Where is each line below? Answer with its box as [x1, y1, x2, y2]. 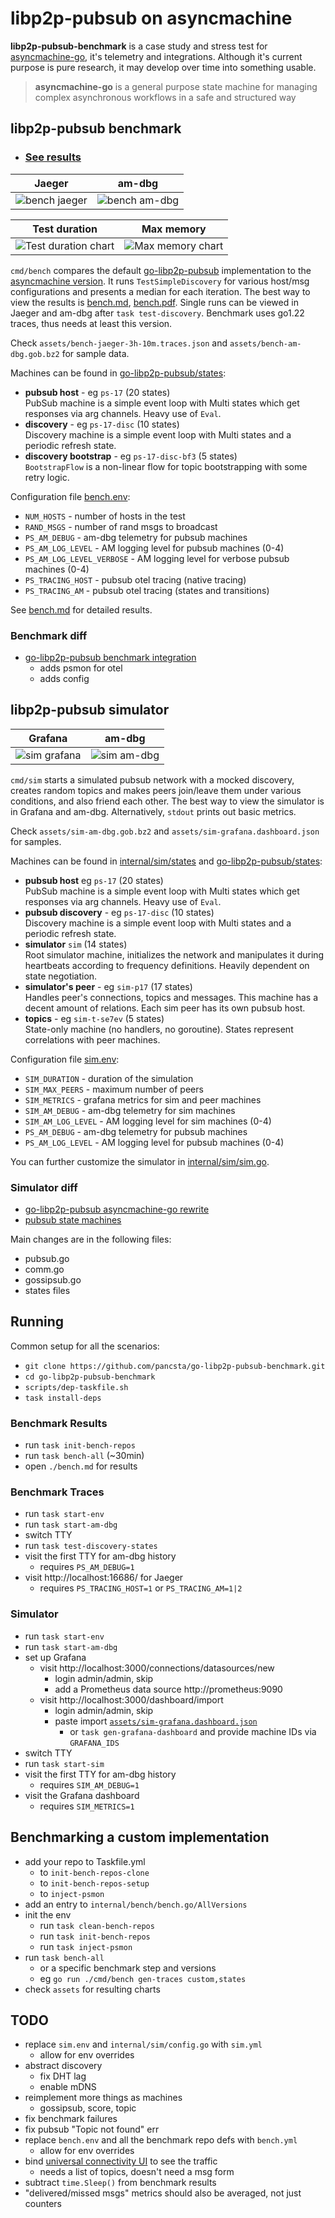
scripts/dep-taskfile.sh [24, 1382, 129, 1392]
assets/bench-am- [229, 338, 302, 349]
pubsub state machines [24, 1214, 122, 1226]
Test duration [32, 222, 98, 236]
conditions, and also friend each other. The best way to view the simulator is [10, 795, 325, 807]
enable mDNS [39, 2081, 97, 2093]
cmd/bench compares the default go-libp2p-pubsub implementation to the [10, 264, 312, 276]
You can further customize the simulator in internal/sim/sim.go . [10, 1155, 270, 1167]
